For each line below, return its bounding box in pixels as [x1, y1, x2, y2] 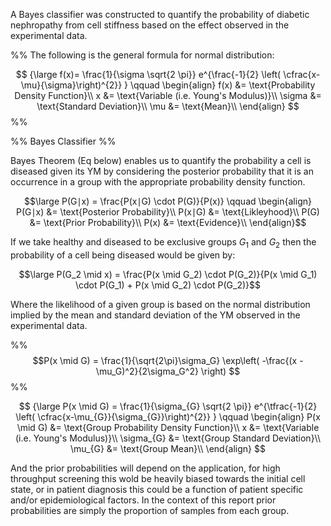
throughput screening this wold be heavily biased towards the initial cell [10, 472, 306, 484]
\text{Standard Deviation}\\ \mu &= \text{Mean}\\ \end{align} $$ [36, 100, 300, 112]
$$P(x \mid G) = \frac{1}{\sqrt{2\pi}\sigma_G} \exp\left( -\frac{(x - [32, 354, 304, 366]
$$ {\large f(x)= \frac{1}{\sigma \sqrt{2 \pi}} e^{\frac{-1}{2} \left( [15, 69, 282, 80]
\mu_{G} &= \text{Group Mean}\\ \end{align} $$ [69, 442, 266, 454]
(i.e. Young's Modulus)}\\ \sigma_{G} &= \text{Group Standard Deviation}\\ [14, 432, 322, 444]
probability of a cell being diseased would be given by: [10, 249, 236, 261]
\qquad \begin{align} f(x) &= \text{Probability [129, 79, 316, 91]
